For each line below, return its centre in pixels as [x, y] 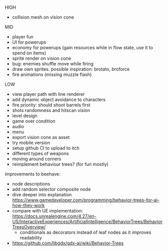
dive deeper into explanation [42, 194]
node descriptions [31, 184]
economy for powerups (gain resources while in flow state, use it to [82, 47]
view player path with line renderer [48, 94]
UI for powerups [29, 42]
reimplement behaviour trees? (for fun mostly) [60, 164]
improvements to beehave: [33, 174]
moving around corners [37, 159]
